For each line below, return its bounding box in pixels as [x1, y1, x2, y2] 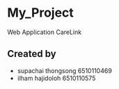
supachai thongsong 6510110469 [17, 66, 113, 74]
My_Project [7, 5, 74, 21]
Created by [7, 48, 57, 60]
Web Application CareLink [7, 28, 82, 36]
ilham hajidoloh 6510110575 [17, 74, 96, 82]
